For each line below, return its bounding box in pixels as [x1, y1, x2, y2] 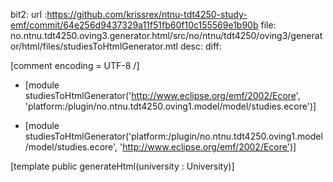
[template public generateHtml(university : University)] [10, 160, 235, 172]
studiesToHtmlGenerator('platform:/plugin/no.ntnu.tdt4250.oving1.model [24, 130, 323, 142]
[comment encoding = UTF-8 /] [10, 60, 140, 71]
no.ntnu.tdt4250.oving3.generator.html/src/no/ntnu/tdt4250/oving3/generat [10, 30, 323, 41]
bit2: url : [10, 9, 48, 20]
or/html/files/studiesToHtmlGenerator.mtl [10, 40, 178, 52]
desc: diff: [179, 40, 222, 52]
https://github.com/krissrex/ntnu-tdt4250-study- [46, 9, 248, 20]
